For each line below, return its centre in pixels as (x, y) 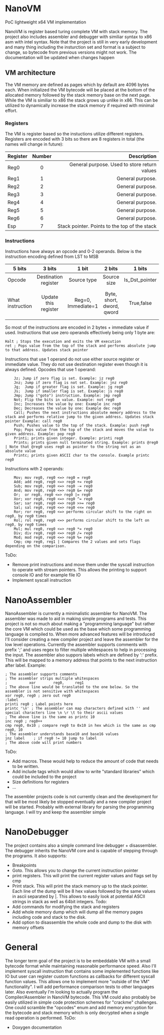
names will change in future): (34, 144)
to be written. (25, 766)
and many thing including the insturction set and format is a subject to (75, 47)
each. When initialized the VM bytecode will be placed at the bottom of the (80, 90)
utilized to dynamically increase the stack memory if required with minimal (80, 105)
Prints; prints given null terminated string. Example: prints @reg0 (86, 443)
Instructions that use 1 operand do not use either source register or (72, 359)
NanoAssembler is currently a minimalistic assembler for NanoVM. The (76, 613)
